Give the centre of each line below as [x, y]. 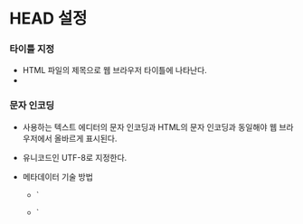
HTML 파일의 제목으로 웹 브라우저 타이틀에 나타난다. [115, 70]
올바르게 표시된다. [85, 138]
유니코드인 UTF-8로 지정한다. [75, 157]
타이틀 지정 [32, 49]
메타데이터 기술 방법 [57, 176]
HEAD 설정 [48, 19]
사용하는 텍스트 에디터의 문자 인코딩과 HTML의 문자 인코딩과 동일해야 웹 [150, 126]
